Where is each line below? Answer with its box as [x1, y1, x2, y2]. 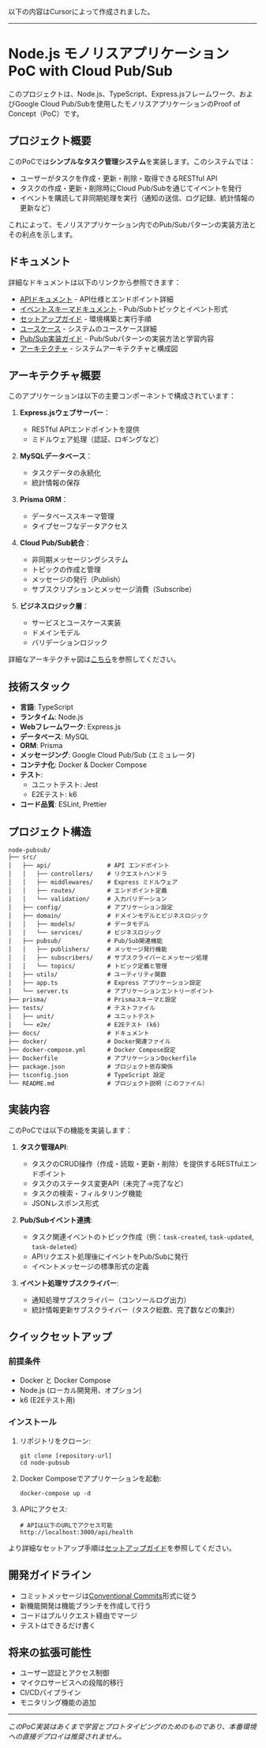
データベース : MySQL [19, 732, 89, 742]
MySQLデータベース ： [19, 451, 93, 461]
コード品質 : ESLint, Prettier [19, 799, 107, 809]
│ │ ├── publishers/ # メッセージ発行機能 [8, 945, 167, 953]
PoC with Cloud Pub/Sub [8, 62, 173, 80]
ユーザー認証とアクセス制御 [19, 1668, 110, 1678]
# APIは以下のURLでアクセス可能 [19, 1522, 113, 1529]
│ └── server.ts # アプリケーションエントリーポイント [8, 987, 215, 995]
